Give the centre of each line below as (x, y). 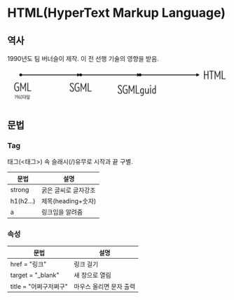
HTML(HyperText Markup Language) (117, 13)
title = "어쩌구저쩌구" (39, 286)
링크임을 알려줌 (62, 212)
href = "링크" (28, 264)
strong (20, 190)
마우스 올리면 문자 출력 (105, 286)
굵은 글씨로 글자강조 (68, 190)
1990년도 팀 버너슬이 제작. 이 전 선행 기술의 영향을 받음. (83, 59)
